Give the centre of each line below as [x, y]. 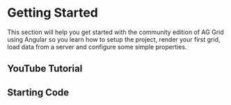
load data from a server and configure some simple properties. [97, 47]
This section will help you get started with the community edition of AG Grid [115, 32]
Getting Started [53, 13]
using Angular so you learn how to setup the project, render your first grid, [114, 39]
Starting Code [38, 92]
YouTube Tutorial [45, 68]
